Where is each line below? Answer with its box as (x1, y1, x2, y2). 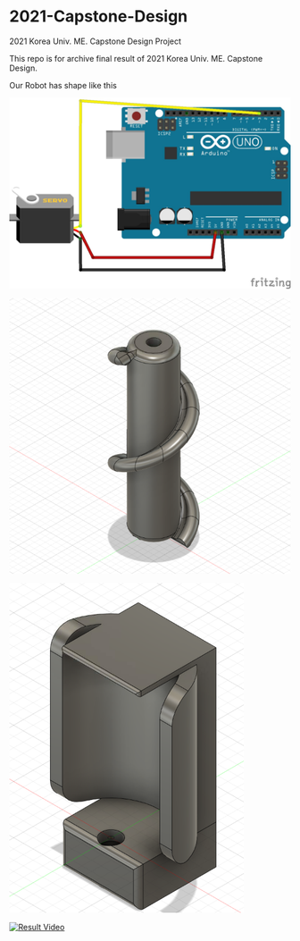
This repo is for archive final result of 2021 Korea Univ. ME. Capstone (9, 53, 263, 63)
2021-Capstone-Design (9, 6, 188, 27)
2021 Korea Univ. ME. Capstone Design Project (9, 36, 181, 46)
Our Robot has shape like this (9, 80, 118, 90)
